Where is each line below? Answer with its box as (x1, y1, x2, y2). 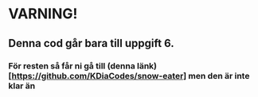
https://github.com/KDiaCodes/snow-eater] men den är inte (11, 70, 250, 81)
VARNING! (8, 5, 78, 23)
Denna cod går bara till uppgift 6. (8, 37, 174, 50)
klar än (8, 80, 36, 91)
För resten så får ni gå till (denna (8, 60, 135, 72)
